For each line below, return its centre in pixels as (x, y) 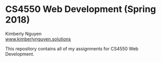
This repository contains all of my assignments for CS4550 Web (72, 48)
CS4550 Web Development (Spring (81, 9)
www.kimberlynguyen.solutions (38, 39)
